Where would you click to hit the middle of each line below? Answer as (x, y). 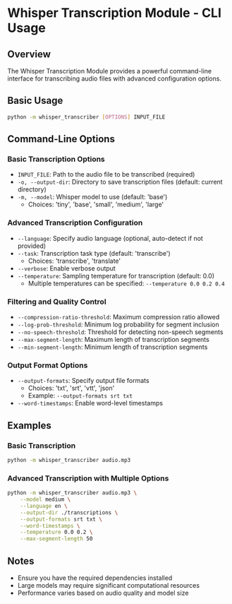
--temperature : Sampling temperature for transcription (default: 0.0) (116, 276)
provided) (32, 246)
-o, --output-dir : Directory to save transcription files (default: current (120, 182)
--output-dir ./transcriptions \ (69, 513)
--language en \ (44, 506)
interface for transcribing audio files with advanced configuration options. (115, 78)
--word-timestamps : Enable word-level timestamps (90, 403)
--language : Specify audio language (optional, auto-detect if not (110, 238)
